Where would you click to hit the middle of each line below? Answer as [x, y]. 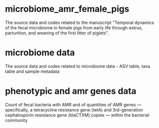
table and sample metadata [32, 71]
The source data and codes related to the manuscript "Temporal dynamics [79, 22]
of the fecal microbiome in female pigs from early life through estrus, [74, 27]
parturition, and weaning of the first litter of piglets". [57, 33]
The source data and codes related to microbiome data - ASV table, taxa [78, 66]
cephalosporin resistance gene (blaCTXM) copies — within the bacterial [77, 115]
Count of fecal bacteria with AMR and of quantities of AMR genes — [73, 105]
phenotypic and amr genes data [71, 91]
